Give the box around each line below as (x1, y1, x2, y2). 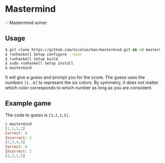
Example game (5, 99, 52, 108)
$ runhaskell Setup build (5, 56, 58, 61)
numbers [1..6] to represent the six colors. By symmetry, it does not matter (5, 80, 159, 85)
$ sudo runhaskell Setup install (5, 61, 74, 66)
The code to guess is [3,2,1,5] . (5, 112, 70, 118)
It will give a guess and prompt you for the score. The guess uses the (5, 75, 145, 81)
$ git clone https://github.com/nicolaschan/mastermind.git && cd (5, 47, 144, 52)
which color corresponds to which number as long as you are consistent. (5, 85, 153, 91)
